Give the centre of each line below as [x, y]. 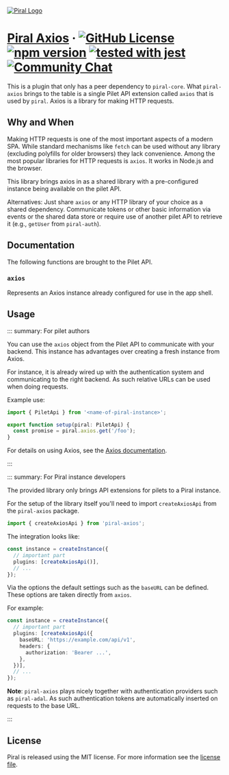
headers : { [35, 646]
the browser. [25, 168]
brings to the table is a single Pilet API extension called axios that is [119, 93]
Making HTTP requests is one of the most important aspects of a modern [110, 139]
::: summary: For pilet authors [49, 331]
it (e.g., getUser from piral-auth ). [54, 223]
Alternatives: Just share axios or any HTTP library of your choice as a [105, 201]
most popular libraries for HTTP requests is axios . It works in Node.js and [110, 160]
